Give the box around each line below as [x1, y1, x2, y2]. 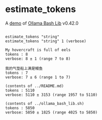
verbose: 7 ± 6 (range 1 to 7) [5, 74, 71, 80]
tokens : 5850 [5, 105, 35, 110]
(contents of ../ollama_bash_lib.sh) [5, 101, 84, 106]
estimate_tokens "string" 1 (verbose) [5, 39, 86, 44]
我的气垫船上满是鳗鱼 [5, 66, 43, 71]
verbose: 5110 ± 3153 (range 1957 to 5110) [5, 92, 98, 97]
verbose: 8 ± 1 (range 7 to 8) [5, 56, 71, 61]
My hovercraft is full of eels [5, 47, 71, 52]
